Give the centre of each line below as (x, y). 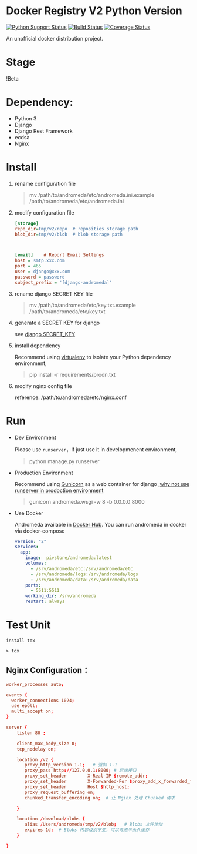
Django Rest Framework (44, 131)
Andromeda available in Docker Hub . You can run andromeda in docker (100, 524)
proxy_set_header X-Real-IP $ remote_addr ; (86, 776)
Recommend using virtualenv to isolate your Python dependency (93, 357)
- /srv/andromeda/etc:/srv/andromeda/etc (81, 568)
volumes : (36, 563)
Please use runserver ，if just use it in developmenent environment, (96, 449)
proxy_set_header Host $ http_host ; (77, 787)
